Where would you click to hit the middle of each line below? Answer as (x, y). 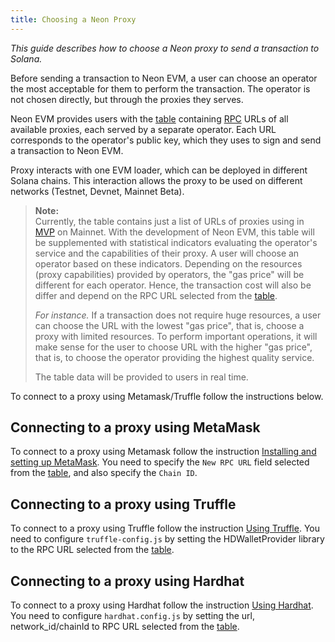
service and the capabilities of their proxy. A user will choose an (167, 253)
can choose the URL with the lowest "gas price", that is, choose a (169, 325)
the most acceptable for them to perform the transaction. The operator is (160, 88)
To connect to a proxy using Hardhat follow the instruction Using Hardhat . (162, 605)
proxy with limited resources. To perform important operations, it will (176, 336)
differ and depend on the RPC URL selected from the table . (156, 295)
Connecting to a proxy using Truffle (123, 504)
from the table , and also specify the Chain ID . (104, 473)
